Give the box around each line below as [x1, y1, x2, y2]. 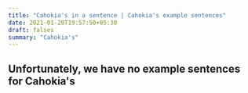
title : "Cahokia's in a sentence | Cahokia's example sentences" [8, 11, 226, 20]
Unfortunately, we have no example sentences [8, 62, 241, 75]
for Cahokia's [8, 74, 76, 88]
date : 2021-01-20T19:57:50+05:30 [8, 19, 118, 27]
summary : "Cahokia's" [8, 33, 79, 41]
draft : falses [8, 26, 55, 34]
